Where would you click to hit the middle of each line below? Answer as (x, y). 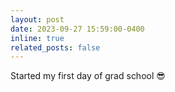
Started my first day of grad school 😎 (88, 76)
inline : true (37, 38)
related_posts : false (55, 47)
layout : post (37, 19)
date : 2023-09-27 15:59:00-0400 (77, 29)
